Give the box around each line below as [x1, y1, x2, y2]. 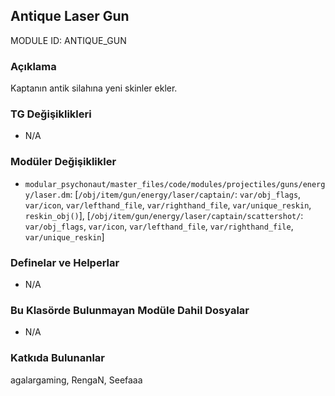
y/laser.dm [24, 190, 71, 200]
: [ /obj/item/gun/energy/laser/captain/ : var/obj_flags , [69, 188, 302, 200]
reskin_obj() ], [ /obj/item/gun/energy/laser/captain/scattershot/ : [24, 209, 304, 221]
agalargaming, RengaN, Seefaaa [10, 374, 143, 386]
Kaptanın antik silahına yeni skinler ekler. [10, 82, 178, 94]
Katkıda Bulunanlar [10, 351, 105, 365]
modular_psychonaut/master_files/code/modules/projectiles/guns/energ [24, 179, 326, 189]
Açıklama [10, 59, 57, 73]
